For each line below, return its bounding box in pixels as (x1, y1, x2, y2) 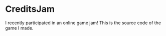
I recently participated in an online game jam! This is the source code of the (5, 20, 161, 26)
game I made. (5, 25, 34, 31)
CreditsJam (5, 3, 55, 15)
